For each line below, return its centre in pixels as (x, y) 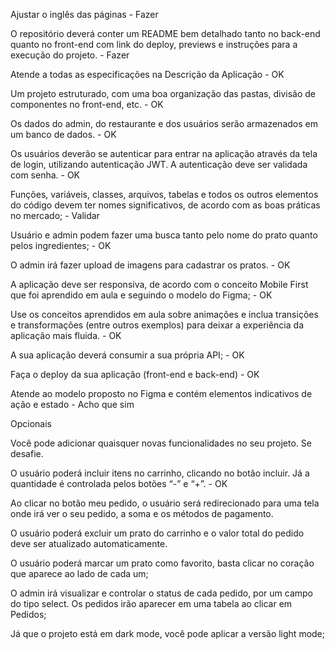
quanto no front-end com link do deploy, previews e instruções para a (154, 44)
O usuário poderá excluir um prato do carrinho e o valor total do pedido (157, 533)
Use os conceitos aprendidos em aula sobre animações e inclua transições (164, 314)
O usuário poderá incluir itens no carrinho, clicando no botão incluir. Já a (160, 473)
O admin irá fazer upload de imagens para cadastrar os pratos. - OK (150, 265)
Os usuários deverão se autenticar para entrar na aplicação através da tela (164, 153)
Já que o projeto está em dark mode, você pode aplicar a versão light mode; (168, 633)
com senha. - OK (45, 175)
